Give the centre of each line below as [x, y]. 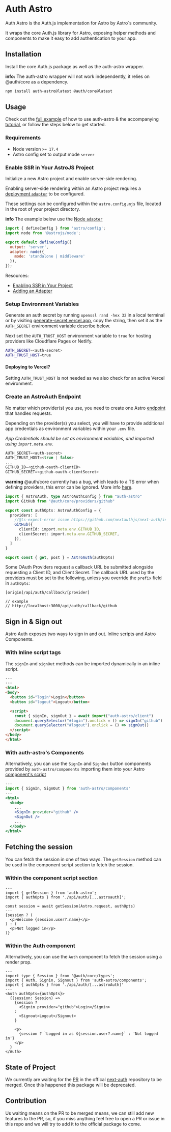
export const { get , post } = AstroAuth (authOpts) [60, 557]
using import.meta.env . [30, 444]
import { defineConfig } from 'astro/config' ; [55, 229]
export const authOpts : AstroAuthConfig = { [53, 510]
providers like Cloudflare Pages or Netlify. [49, 341]
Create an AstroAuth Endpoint [43, 397]
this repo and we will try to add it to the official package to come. [73, 1124]
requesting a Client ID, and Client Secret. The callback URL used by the [80, 573]
